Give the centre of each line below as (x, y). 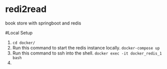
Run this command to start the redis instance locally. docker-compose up (86, 47)
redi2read (26, 9)
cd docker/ (24, 43)
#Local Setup (19, 32)
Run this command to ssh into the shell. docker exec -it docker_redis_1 (87, 53)
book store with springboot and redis (43, 23)
